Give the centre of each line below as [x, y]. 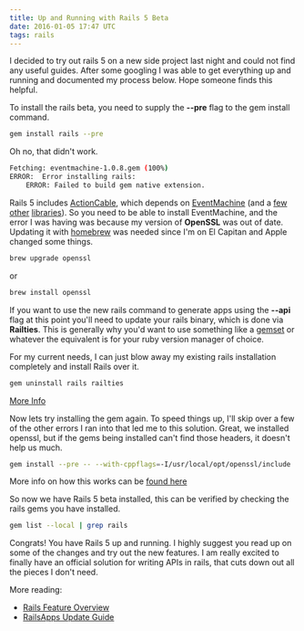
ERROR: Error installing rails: [73, 177]
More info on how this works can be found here [98, 481]
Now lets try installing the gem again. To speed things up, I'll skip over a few [152, 418]
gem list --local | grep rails [69, 526]
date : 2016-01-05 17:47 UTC [63, 26]
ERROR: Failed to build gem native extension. [116, 185]
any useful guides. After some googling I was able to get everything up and [150, 70]
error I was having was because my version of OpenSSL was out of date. [147, 222]
